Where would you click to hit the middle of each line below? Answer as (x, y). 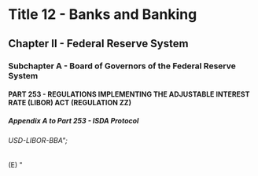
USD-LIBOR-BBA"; (38, 141)
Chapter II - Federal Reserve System (98, 44)
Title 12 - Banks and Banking (103, 15)
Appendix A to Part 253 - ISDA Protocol (74, 120)
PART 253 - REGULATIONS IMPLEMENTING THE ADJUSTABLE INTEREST (129, 94)
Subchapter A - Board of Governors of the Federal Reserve (122, 66)
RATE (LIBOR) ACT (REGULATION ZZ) (70, 103)
